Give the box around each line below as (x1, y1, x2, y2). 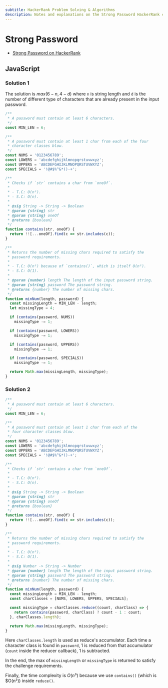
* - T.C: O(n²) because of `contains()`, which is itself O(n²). (7, 263, 146, 269)
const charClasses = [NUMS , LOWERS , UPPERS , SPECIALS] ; (9, 596, 128, 601)
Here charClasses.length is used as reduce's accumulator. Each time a (5, 637, 151, 643)
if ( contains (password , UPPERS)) (9, 342, 79, 347)
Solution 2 (5, 385, 31, 392)
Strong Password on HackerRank (12, 50, 81, 56)
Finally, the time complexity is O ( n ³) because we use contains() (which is (5, 672, 156, 678)
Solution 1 (5, 79, 29, 86)
